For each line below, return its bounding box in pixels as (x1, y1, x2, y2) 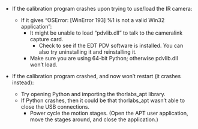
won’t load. (29, 61, 58, 68)
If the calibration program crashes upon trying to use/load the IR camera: (11, 5, 193, 12)
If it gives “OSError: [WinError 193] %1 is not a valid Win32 (20, 17, 165, 23)
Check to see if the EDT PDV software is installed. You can (38, 42, 184, 49)
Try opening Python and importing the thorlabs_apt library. (20, 91, 166, 97)
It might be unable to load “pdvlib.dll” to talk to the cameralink (29, 29, 183, 36)
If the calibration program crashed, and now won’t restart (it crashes (11, 73, 181, 79)
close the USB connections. (20, 103, 90, 110)
